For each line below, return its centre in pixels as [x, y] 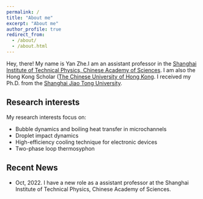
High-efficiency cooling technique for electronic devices [86, 142]
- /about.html [30, 47]
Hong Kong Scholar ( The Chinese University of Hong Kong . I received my [99, 77]
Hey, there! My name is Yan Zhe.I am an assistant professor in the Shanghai [102, 63]
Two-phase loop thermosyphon [55, 148]
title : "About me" [30, 18]
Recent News [32, 168]
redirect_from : [26, 35]
